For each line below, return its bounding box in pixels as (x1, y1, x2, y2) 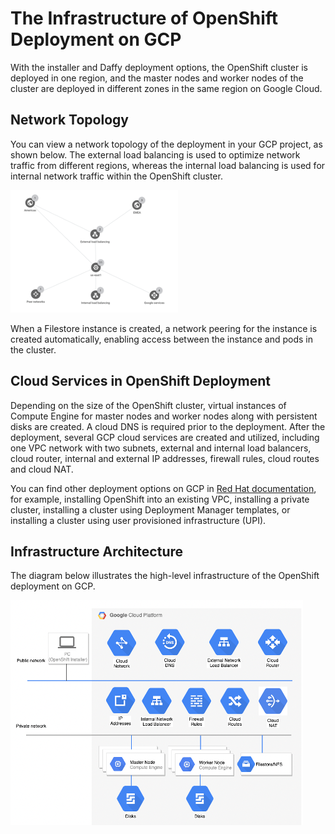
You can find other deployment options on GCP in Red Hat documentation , (10, 482, 317, 494)
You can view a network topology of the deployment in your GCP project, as (10, 138, 323, 150)
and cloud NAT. (10, 463, 74, 475)
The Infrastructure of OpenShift (10, 7, 279, 30)
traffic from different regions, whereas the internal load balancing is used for (10, 159, 326, 171)
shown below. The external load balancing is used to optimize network (10, 148, 301, 161)
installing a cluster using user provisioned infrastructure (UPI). (10, 514, 267, 526)
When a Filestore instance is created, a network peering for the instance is (10, 322, 318, 334)
